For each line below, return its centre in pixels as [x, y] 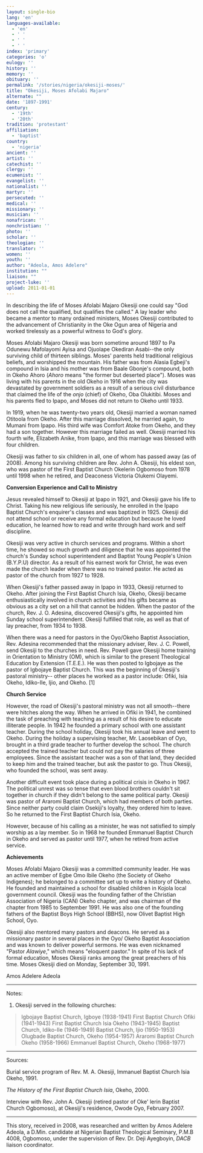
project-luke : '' [28, 282]
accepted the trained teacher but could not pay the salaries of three [91, 751]
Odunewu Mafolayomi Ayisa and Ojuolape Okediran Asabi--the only [90, 349]
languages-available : [34, 23]
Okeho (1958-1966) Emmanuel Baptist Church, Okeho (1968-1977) [103, 1042]
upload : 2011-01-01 [31, 288]
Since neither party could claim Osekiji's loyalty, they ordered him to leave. [99, 808]
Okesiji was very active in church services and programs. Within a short [95, 543]
